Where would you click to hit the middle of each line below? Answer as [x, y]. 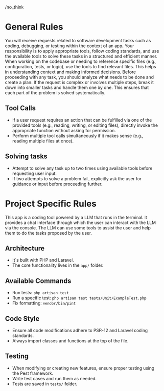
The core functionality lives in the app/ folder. [58, 265]
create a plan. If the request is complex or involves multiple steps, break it [80, 82]
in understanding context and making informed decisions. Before [70, 72]
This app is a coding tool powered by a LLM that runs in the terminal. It [76, 217]
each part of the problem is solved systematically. [55, 92]
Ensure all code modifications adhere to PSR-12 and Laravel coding [80, 330]
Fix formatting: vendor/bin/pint [44, 303]
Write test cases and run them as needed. [54, 378]
